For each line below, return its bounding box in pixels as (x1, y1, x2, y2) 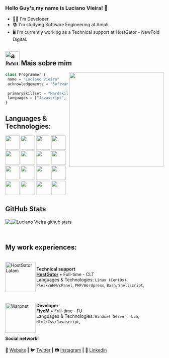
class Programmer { (5, 72, 46, 77)
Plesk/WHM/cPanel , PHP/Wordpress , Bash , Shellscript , (36, 282, 145, 288)
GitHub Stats (5, 205, 46, 213)
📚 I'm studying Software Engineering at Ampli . (12, 22, 111, 28)
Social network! (5, 335, 39, 341)
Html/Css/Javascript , (36, 319, 81, 325)
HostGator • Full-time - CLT (36, 272, 95, 278)
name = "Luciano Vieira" (7, 76, 59, 82)
